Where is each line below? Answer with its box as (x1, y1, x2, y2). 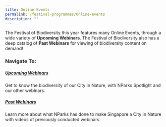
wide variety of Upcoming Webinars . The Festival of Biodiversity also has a (5, 35, 160, 41)
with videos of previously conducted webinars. (5, 117, 101, 123)
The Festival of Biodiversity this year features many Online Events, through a (5, 30, 161, 36)
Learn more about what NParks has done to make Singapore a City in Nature (5, 111, 162, 117)
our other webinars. (5, 88, 46, 94)
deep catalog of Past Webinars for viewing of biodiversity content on (5, 40, 147, 46)
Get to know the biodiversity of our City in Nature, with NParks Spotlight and (5, 82, 161, 89)
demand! (5, 45, 23, 52)
